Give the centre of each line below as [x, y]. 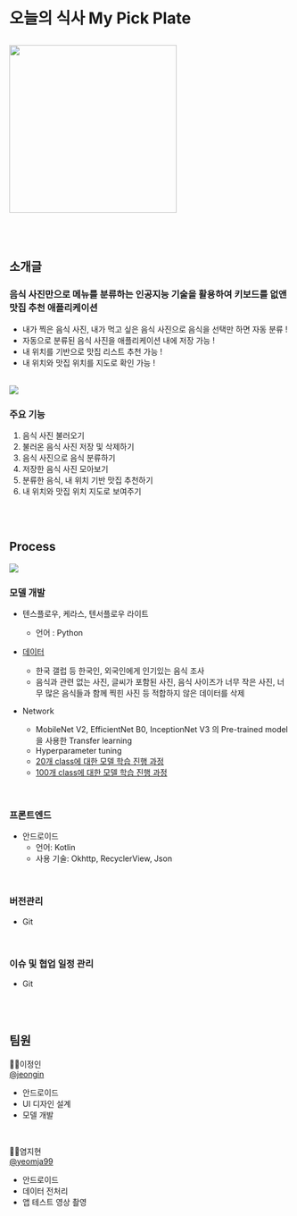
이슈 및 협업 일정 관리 [51, 964]
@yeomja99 [31, 1161]
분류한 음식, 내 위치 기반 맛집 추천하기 [87, 480]
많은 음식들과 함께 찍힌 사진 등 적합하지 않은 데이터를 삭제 [145, 693]
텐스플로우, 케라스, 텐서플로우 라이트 [85, 614]
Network [38, 711]
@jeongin [27, 1074]
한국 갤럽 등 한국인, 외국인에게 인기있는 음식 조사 [120, 671]
